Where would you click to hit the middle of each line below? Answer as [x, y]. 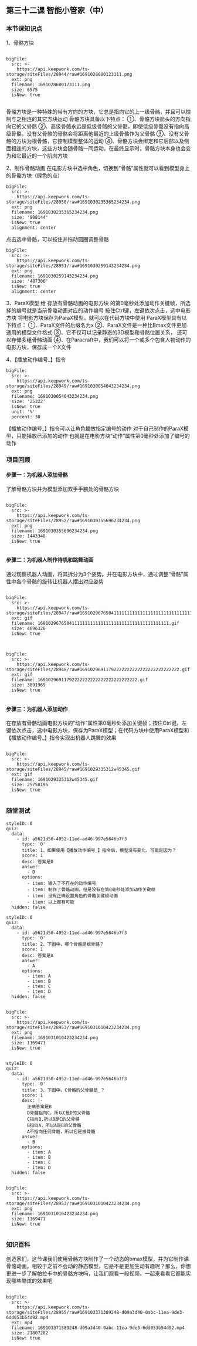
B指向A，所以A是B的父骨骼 [54, 1125]
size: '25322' [28, 401]
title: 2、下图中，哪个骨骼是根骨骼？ [63, 944]
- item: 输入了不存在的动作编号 [62, 883]
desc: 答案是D [38, 861]
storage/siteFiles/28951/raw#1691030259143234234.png [73, 266]
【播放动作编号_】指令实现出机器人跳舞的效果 [61, 738]
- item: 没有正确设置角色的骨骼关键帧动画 [73, 896]
